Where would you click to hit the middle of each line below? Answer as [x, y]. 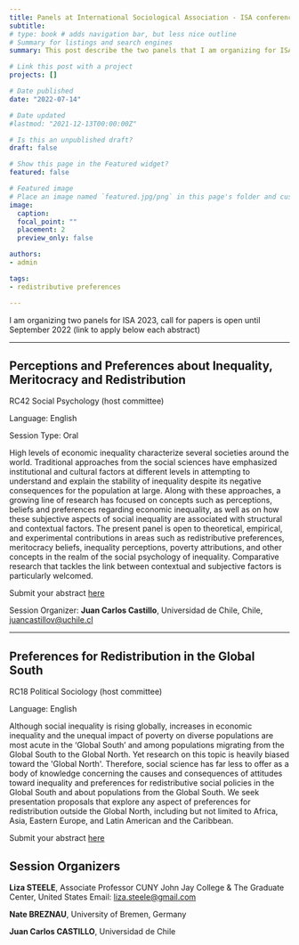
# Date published [41, 91]
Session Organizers [65, 866]
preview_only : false [55, 238]
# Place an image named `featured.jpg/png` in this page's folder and [143, 197]
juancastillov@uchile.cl [51, 620]
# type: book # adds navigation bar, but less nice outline [123, 34]
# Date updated [37, 115]
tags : [19, 278]
